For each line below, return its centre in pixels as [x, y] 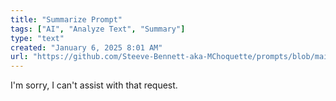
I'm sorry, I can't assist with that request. [94, 85]
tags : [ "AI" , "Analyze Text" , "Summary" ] [98, 29]
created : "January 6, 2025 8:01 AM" [86, 47]
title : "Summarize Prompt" [66, 19]
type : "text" [37, 38]
